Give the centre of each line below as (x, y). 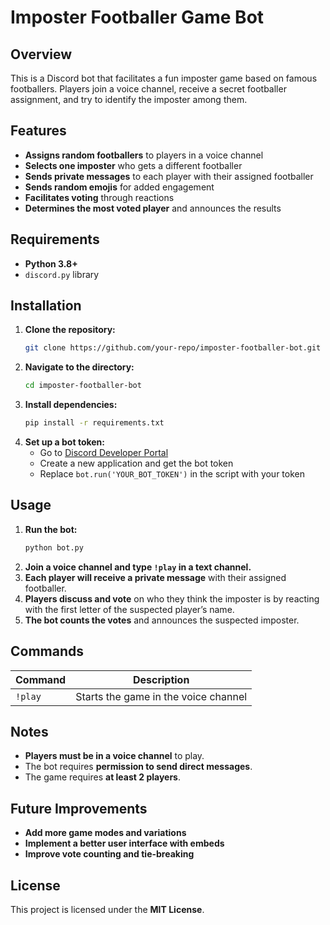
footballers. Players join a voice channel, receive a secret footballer (148, 89)
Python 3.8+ (51, 263)
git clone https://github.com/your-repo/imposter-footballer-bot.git (173, 348)
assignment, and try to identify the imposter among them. (129, 99)
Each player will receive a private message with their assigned (155, 577)
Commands (47, 651)
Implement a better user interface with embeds (124, 843)
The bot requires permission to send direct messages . (138, 767)
